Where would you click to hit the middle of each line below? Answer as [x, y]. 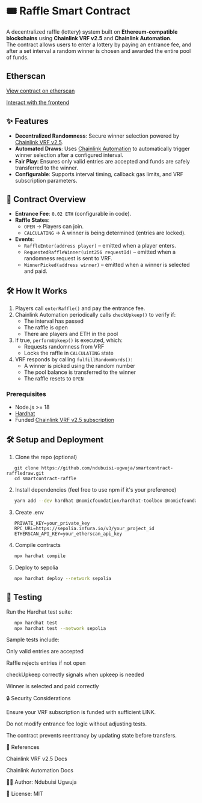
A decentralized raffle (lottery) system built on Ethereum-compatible [92, 32]
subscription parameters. [46, 180]
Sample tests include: [33, 640]
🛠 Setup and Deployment [55, 440]
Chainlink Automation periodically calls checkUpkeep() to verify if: [95, 315]
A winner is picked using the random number [79, 366]
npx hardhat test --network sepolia [60, 628]
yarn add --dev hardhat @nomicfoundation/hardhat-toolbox [88, 501]
